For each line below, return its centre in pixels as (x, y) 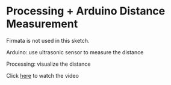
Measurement (42, 24)
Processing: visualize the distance (48, 64)
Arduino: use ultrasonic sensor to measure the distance (75, 52)
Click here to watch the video (43, 75)
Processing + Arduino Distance (86, 11)
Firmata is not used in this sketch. (48, 40)
